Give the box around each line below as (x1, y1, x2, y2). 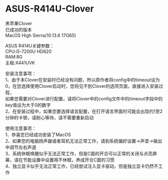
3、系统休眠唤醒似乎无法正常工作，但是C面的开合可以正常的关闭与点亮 (5, 150, 153, 156)
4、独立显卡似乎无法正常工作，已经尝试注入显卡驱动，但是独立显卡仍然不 (5, 163, 159, 169)
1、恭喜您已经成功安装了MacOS (5, 132, 71, 138)
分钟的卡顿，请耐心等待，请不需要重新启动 (5, 114, 94, 121)
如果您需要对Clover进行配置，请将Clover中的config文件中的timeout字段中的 (5, 95, 163, 101)
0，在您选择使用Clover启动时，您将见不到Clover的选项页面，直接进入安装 (5, 83, 159, 89)
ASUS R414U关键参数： (5, 42, 54, 48)
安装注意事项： (5, 70, 36, 76)
